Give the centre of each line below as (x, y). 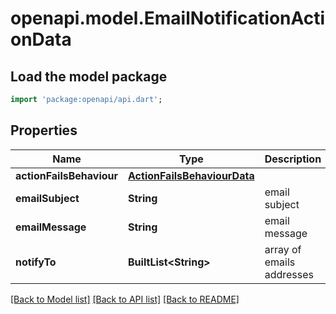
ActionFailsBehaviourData (191, 175)
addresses (289, 274)
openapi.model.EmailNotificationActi (168, 18)
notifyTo (36, 262)
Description (293, 159)
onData (41, 39)
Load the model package (89, 76)
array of (283, 249)
